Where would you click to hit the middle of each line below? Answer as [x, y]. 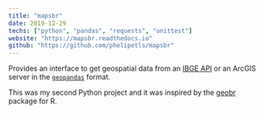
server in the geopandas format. [60, 77]
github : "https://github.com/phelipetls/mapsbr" [91, 46]
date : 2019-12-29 [37, 23]
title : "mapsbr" [35, 16]
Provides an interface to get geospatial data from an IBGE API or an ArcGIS [132, 68]
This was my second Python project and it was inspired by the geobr [122, 92]
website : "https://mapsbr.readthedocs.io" [80, 38]
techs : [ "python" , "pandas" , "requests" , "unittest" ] [101, 31]
